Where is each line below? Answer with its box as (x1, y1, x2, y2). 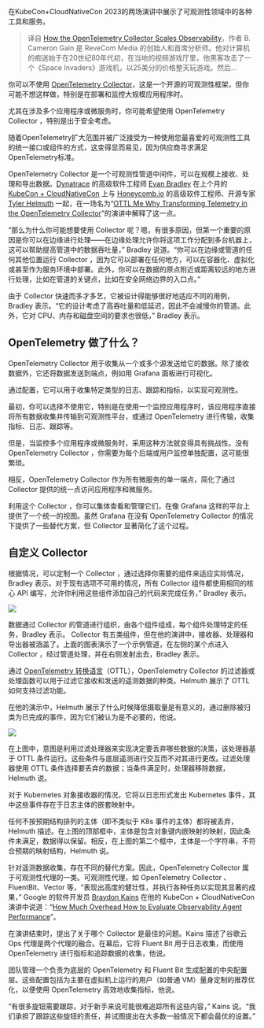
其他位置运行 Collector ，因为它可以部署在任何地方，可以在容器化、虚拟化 (14, 255, 255, 264)
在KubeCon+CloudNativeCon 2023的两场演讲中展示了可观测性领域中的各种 (8, 7, 253, 16)
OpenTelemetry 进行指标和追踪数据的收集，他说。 (8, 948, 170, 958)
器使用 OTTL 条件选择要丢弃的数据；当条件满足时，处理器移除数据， (8, 763, 230, 773)
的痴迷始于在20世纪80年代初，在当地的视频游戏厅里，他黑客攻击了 (27, 54, 245, 62)
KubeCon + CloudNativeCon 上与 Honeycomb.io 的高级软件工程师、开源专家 (8, 189, 256, 198)
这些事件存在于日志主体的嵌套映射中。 (14, 800, 139, 809)
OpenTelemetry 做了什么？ (8, 336, 140, 349)
